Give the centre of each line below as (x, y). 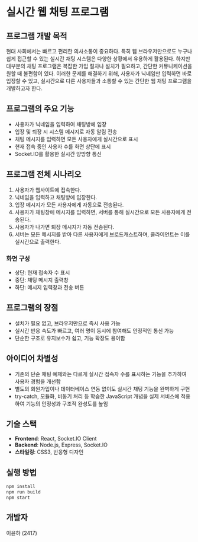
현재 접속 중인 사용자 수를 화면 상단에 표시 (63, 146)
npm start (18, 498)
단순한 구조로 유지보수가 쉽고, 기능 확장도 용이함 (70, 338)
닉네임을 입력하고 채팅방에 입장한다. (56, 197)
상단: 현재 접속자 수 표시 (42, 272)
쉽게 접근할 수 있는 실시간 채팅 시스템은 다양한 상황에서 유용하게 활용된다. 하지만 (98, 59)
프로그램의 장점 (32, 308)
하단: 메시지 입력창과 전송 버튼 (49, 287)
